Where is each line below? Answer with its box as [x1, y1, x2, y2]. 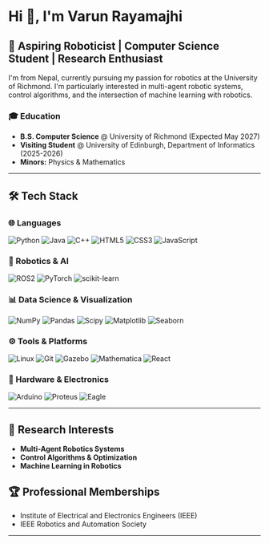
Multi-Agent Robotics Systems [19, 444, 125, 453]
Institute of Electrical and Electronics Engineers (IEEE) [19, 510, 198, 520]
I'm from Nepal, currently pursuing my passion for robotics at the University [8, 73, 258, 83]
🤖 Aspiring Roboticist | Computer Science [8, 39, 220, 53]
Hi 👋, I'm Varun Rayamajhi [8, 7, 183, 26]
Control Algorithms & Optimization [19, 453, 138, 462]
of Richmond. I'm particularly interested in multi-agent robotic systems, [8, 82, 243, 91]
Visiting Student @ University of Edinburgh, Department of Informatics [19, 140, 255, 150]
